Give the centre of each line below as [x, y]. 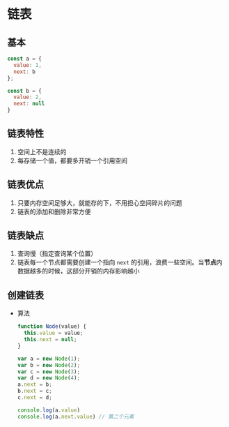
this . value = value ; [54, 333]
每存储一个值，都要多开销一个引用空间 [72, 160]
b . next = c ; [34, 391]
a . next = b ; [34, 384]
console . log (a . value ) [49, 410]
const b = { [24, 91]
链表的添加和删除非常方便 [54, 211]
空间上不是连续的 [42, 151]
